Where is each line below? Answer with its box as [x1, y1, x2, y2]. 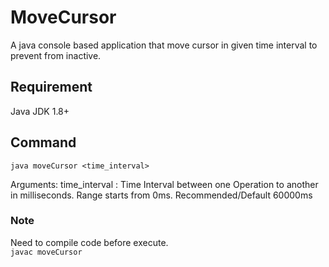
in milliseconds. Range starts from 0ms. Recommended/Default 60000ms [10, 189, 313, 201]
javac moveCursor [10, 247, 83, 257]
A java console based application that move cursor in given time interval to [10, 39, 318, 51]
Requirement [10, 79, 93, 96]
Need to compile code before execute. [10, 236, 169, 248]
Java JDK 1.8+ [10, 105, 70, 117]
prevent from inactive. [10, 49, 102, 61]
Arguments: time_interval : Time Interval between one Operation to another [10, 178, 319, 190]
